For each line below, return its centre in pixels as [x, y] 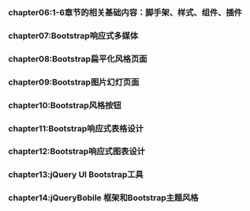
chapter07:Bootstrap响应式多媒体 [73, 36]
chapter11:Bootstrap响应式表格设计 [76, 128]
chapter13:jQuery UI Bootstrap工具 [76, 175]
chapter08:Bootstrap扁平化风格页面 [78, 58]
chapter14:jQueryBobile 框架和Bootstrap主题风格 [103, 198]
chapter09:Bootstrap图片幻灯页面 [74, 82]
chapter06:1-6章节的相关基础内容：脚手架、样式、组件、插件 [125, 12]
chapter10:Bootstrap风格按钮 [65, 105]
